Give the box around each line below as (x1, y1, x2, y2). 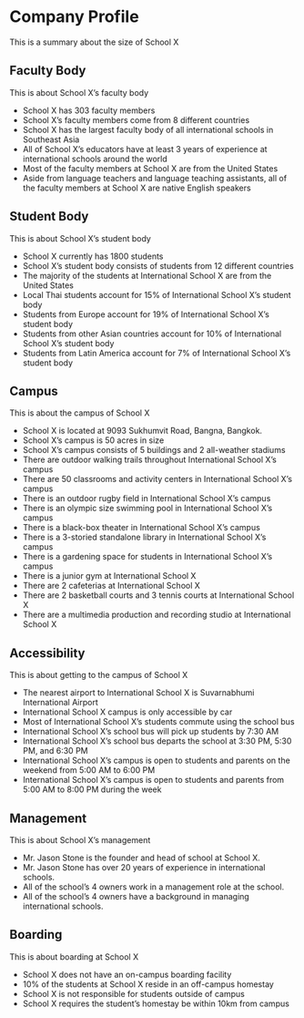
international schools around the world (22, 153, 168, 164)
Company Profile (9, 6, 139, 27)
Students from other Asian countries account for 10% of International (22, 328, 282, 339)
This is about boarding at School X (9, 951, 139, 962)
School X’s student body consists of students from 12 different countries (22, 260, 294, 271)
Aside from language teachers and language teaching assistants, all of (22, 172, 288, 183)
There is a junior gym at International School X (22, 571, 197, 581)
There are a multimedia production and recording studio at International (22, 609, 291, 621)
